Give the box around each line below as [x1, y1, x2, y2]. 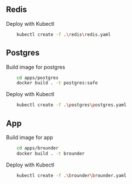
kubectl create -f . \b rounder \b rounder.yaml [16, 172, 127, 178]
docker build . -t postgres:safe [16, 80, 98, 86]
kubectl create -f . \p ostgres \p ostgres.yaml [16, 102, 127, 108]
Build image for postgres [6, 63, 65, 70]
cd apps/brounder [16, 145, 59, 151]
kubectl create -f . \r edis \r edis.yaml [16, 32, 111, 38]
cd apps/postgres [16, 74, 59, 81]
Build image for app [6, 134, 54, 141]
